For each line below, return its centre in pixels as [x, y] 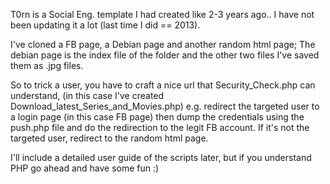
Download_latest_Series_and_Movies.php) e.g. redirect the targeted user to [165, 106]
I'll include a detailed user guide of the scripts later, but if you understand [161, 157]
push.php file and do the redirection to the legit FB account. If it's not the [160, 127]
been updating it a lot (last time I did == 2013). [105, 25]
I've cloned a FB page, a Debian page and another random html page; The [163, 44]
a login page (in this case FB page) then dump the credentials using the [157, 117]
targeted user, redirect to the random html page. [109, 138]
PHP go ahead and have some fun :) [85, 168]
